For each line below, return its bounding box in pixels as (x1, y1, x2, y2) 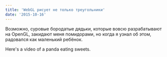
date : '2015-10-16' (5, 12, 47, 17)
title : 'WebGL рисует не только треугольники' (5, 7, 105, 12)
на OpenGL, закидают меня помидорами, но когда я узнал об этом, (5, 31, 152, 37)
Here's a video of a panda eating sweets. (5, 46, 91, 52)
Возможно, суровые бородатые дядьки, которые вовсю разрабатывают (5, 25, 162, 31)
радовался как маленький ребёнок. (5, 36, 83, 42)
